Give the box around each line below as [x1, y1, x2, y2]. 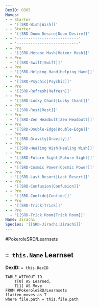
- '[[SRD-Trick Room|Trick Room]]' [10, 212, 86, 218]
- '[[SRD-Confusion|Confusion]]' [10, 184, 81, 189]
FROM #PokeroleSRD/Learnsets [5, 288, 67, 293]
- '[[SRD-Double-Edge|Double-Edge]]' [10, 127, 90, 132]
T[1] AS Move [14, 283, 42, 289]
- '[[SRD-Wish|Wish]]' [10, 22, 58, 27]
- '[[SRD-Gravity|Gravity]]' [10, 136, 72, 141]
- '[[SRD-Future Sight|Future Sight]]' [10, 155, 95, 160]
